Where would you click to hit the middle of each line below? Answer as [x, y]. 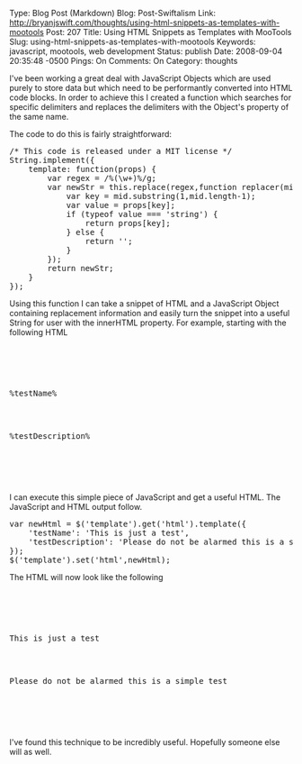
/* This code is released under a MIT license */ [121, 151]
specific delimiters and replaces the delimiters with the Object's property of [149, 107]
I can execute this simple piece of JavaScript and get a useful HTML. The [145, 497]
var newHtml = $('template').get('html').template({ [128, 524]
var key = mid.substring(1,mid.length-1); [161, 196]
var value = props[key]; [121, 205]
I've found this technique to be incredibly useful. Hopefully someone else [145, 742]
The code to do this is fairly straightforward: [91, 134]
